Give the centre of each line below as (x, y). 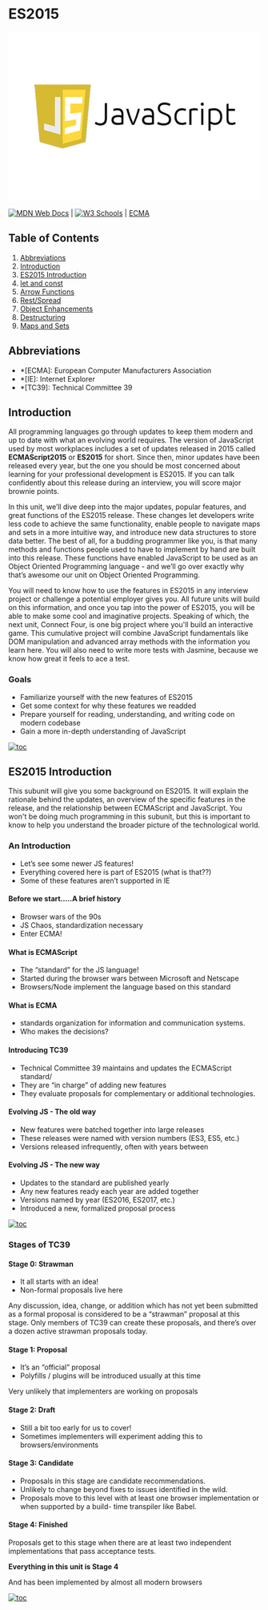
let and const (42, 283)
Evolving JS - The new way (54, 1165)
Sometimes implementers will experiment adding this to (111, 1436)
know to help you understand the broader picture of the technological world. (134, 825)
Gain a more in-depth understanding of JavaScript (103, 731)
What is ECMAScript (43, 952)
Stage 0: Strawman (41, 1264)
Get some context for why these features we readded (108, 706)
